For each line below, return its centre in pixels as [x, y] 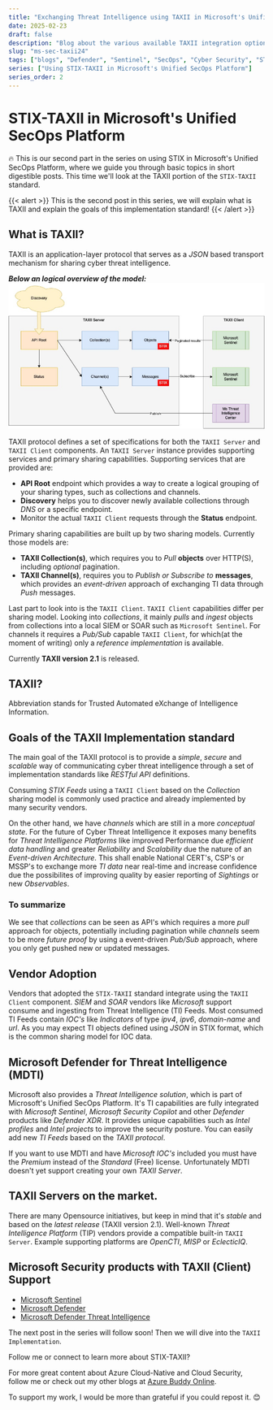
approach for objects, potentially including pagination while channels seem [134, 931]
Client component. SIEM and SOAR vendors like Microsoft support [120, 1002]
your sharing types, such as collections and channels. [110, 492]
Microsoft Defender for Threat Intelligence [118, 1062]
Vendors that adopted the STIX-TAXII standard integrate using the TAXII [129, 994]
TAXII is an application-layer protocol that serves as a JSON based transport [136, 254]
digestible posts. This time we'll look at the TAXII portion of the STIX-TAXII [132, 176]
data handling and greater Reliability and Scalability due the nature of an [130, 849]
